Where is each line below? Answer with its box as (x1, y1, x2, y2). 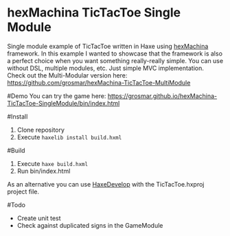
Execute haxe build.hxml (16, 159, 88, 167)
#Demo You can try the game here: (7, 91, 106, 100)
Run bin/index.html (16, 167, 71, 175)
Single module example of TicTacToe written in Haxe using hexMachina (7, 42, 209, 50)
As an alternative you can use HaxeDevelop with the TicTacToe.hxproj (7, 180, 205, 188)
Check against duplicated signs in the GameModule (16, 221, 163, 229)
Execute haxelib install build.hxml (16, 132, 122, 141)
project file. (7, 187, 40, 196)
